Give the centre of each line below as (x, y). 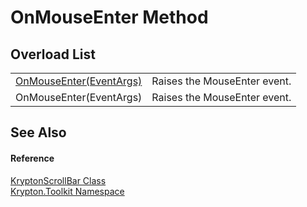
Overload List (53, 54)
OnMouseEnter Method (109, 17)
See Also (38, 132)
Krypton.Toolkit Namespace (67, 191)
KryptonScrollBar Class (58, 180)
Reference (32, 158)
